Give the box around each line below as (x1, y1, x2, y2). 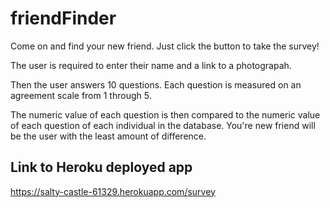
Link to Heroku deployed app (10, 159, 193, 176)
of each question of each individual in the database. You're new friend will (10, 119, 316, 131)
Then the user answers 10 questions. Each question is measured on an (10, 78, 302, 91)
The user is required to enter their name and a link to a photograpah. (10, 59, 292, 71)
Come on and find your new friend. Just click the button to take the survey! (10, 40, 320, 52)
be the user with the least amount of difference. (10, 130, 207, 142)
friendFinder (10, 7, 117, 30)
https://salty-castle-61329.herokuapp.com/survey (10, 185, 216, 197)
